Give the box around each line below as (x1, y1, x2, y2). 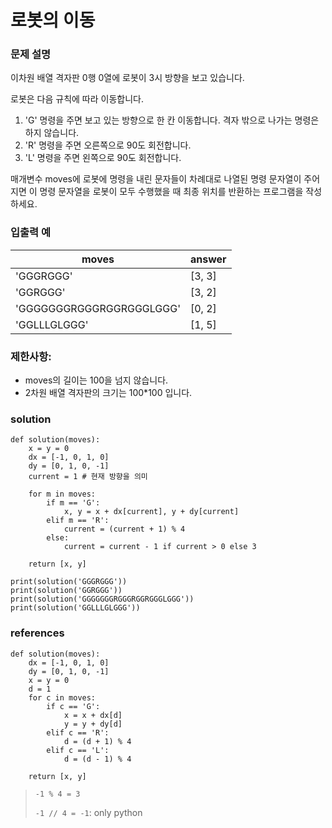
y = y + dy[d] (63, 719, 123, 729)
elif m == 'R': (46, 516, 110, 526)
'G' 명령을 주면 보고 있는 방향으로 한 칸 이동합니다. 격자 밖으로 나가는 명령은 (24, 114, 320, 126)
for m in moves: (28, 489, 97, 500)
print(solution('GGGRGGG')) (10, 577, 128, 587)
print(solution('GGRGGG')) (10, 586, 123, 596)
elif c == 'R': (46, 727, 110, 738)
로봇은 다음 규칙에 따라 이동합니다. (10, 93, 144, 105)
